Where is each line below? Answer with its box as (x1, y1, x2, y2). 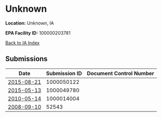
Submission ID (45, 69, 82, 77)
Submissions (5, 55, 48, 63)
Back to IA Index (5, 39, 40, 46)
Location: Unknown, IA (5, 20, 54, 26)
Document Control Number (86, 69, 154, 77)
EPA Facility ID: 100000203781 (5, 30, 71, 36)
